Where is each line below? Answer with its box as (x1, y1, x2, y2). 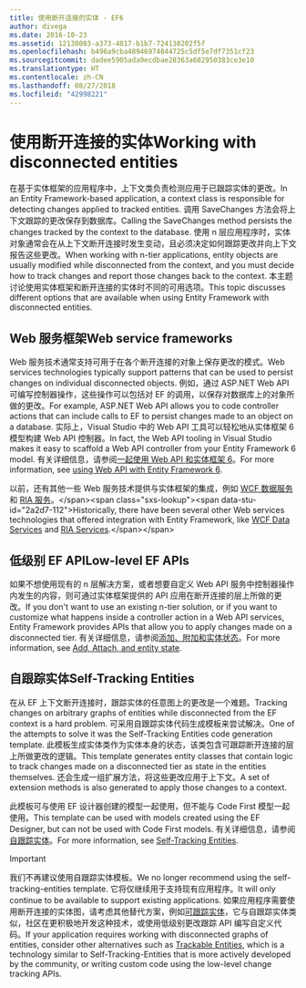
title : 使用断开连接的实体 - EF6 (9, 13, 125, 23)
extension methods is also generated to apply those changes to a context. (9, 781, 288, 793)
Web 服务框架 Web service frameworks (9, 330, 233, 346)
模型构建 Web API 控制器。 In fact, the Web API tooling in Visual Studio (9, 433, 272, 444)
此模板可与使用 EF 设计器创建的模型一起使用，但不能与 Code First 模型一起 (9, 800, 291, 811)
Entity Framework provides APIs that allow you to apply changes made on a (9, 622, 293, 633)
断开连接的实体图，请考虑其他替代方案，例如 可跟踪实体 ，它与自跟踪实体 (16, 906, 289, 917)
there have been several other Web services (118, 505, 285, 516)
